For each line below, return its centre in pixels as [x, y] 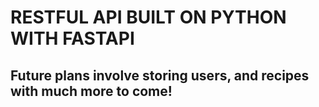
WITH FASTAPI [72, 38]
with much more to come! [91, 91]
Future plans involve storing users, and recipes [160, 75]
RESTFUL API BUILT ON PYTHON [148, 17]
